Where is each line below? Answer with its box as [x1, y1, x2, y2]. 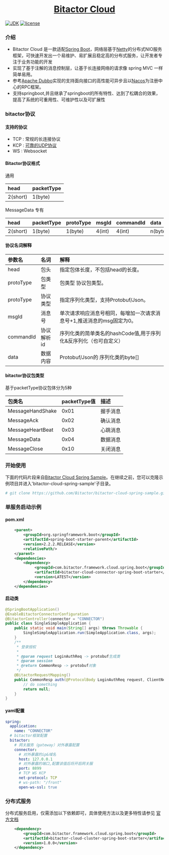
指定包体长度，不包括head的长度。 [59, 266, 142, 273]
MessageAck [8, 417, 39, 424]
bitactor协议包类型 [5, 372, 44, 379]
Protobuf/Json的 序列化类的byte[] [59, 354, 139, 361]
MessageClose [8, 445, 43, 452]
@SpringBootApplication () [5, 607, 59, 612]
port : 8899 [18, 766, 42, 771]
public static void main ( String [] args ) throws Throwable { [14, 625, 143, 631]
